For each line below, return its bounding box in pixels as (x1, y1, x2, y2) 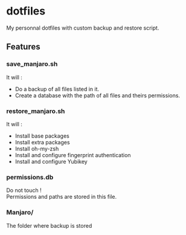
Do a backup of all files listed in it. (14, 85, 100, 92)
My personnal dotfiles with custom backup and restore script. (6, 24, 159, 31)
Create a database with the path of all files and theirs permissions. (14, 92, 180, 99)
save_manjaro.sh (6, 60, 58, 68)
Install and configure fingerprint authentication (14, 151, 131, 158)
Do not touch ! (6, 187, 42, 194)
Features (6, 42, 40, 52)
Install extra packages (14, 138, 71, 146)
